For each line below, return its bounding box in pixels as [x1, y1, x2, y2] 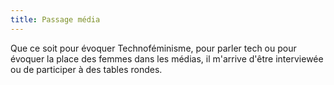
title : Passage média [10, 14, 101, 25]
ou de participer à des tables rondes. [10, 63, 163, 75]
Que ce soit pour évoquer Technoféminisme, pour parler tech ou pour [10, 42, 297, 54]
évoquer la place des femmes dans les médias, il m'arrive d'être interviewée [10, 52, 324, 65]
